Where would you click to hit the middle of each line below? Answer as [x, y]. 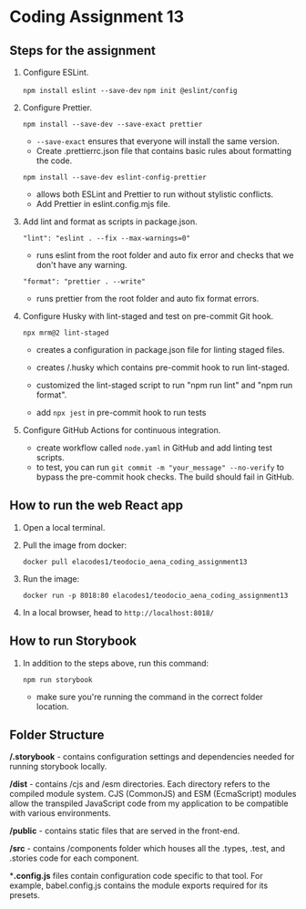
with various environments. [60, 813]
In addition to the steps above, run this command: [116, 663]
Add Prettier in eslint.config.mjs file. [103, 204]
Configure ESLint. [56, 72]
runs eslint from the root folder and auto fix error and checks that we [165, 255]
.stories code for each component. [74, 858]
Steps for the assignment [83, 51]
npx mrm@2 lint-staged [66, 333]
